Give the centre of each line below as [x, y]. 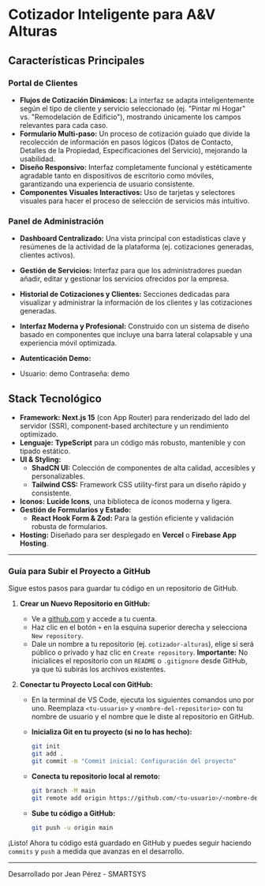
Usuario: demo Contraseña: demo [75, 374]
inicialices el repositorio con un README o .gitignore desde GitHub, [139, 661]
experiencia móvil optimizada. [68, 343]
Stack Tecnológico [55, 398]
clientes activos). [47, 255]
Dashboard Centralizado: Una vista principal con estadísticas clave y [133, 238]
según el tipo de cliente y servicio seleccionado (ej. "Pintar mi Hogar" [132, 108]
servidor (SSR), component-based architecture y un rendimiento [124, 426]
